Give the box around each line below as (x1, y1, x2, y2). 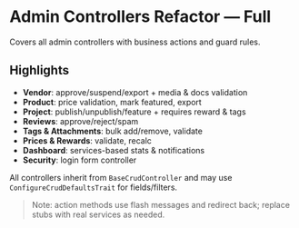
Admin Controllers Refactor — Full (9, 6, 272, 27)
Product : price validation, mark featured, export (22, 96, 202, 107)
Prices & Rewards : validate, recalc (22, 134, 153, 146)
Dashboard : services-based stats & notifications (22, 144, 205, 155)
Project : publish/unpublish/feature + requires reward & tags (22, 106, 247, 117)
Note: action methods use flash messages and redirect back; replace (31, 199, 291, 210)
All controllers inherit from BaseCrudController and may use (9, 172, 233, 183)
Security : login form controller (22, 154, 137, 165)
